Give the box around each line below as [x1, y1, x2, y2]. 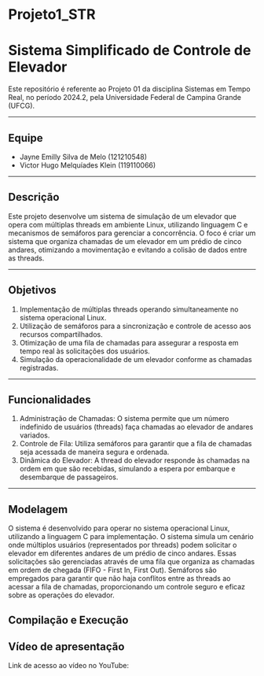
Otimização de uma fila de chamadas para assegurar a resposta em [19, 338, 239, 347]
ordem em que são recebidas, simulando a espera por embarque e [19, 464, 236, 474]
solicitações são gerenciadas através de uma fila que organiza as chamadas [8, 557, 255, 567]
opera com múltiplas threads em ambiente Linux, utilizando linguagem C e [8, 220, 248, 229]
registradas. [19, 363, 59, 372]
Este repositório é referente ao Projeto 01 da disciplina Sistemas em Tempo [8, 84, 251, 94]
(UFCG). [8, 101, 35, 111]
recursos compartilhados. [19, 329, 104, 339]
